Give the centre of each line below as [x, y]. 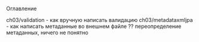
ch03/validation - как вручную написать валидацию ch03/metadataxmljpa [99, 20]
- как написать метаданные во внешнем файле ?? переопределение [94, 26]
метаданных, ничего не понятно [47, 33]
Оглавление [22, 9]
